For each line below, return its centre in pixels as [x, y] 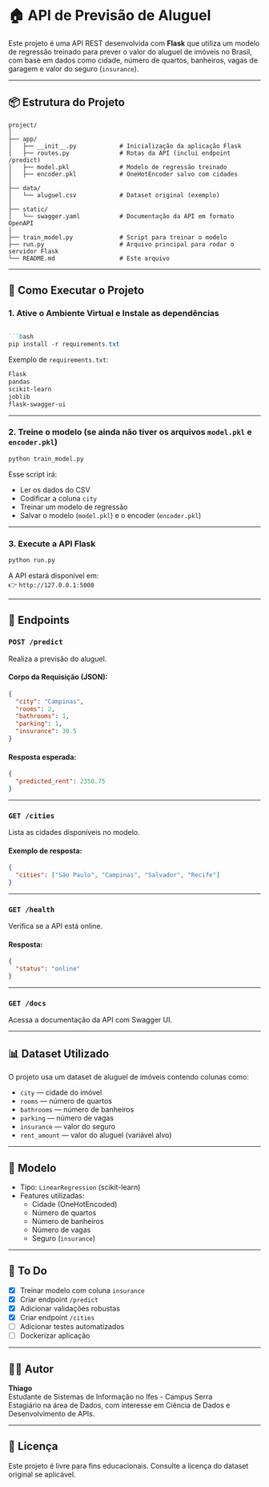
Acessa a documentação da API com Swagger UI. [90, 1020]
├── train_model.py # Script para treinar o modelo [118, 237]
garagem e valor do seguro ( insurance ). [74, 68]
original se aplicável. [42, 1474]
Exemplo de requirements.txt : [58, 360]
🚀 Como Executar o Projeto [76, 291]
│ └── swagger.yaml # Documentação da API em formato [121, 216]
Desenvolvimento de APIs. [52, 1413]
